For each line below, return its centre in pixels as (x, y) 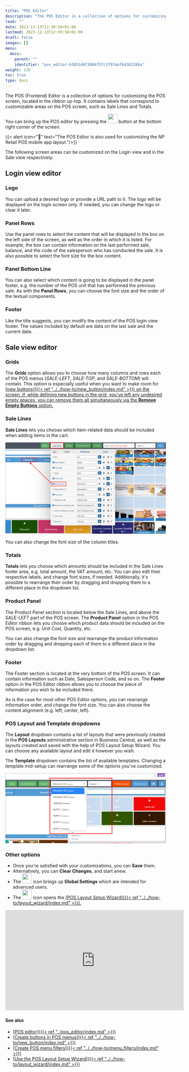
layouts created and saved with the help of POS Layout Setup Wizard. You (83, 746)
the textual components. (31, 296)
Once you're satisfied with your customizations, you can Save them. (84, 866)
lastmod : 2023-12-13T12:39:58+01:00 (44, 32)
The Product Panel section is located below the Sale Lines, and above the (82, 612)
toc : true (16, 75)
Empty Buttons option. (29, 405)
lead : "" (15, 21)
